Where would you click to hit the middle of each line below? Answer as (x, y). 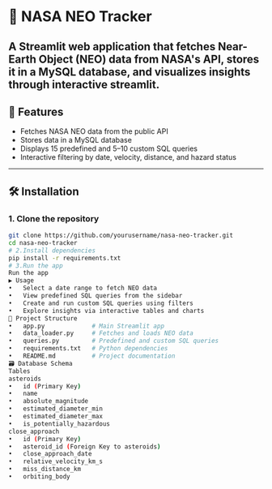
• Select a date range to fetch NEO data (83, 288)
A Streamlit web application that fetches (112, 47)
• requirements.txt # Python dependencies (88, 349)
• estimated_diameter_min (56, 409)
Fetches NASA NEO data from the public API (94, 131)
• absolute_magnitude (49, 401)
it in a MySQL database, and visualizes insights (130, 72)
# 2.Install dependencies (52, 251)
